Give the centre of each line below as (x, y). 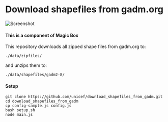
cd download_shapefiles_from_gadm (42, 101)
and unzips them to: (26, 65)
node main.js (19, 115)
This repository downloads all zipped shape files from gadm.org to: (76, 46)
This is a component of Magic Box (42, 35)
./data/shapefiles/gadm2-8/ (35, 75)
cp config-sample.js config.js (38, 106)
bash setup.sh (20, 110)
